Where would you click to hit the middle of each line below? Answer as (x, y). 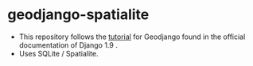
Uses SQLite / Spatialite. (58, 53)
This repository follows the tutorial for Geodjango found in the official (132, 37)
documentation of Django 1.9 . (68, 45)
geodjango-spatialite (78, 15)
